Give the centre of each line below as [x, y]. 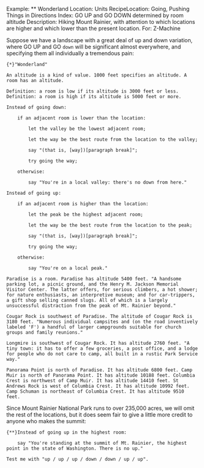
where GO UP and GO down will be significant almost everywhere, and [94, 47]
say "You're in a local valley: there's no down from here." [108, 183]
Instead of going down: [37, 107]
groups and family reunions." [45, 333]
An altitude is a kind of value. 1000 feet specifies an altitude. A [97, 75]
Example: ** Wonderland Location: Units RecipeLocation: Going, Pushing [98, 9]
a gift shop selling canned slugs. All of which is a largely [87, 300]
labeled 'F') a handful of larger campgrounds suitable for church [94, 327]
